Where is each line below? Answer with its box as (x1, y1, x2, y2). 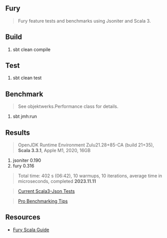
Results (5, 128, 30, 137)
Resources (5, 213, 41, 222)
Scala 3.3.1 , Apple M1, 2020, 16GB (17, 148, 91, 154)
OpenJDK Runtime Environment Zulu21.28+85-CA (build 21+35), (17, 142, 154, 148)
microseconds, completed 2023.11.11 (17, 178, 96, 185)
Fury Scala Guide (12, 226, 50, 233)
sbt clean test (12, 75, 42, 81)
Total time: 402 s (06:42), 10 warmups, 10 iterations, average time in (17, 173, 162, 179)
